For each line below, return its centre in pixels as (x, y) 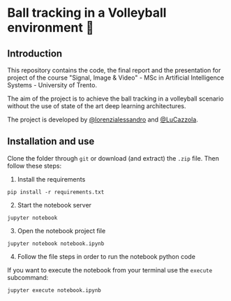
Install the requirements (51, 179)
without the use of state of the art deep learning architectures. (97, 106)
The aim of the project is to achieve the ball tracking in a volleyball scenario (116, 98)
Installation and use (51, 141)
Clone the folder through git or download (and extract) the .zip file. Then (113, 158)
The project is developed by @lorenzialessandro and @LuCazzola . (103, 119)
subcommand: (28, 277)
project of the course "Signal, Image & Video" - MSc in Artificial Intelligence (116, 78)
